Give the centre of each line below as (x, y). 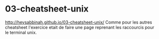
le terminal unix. (21, 32)
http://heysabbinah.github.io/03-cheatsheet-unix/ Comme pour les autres (79, 22)
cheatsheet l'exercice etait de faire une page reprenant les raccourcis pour (79, 27)
